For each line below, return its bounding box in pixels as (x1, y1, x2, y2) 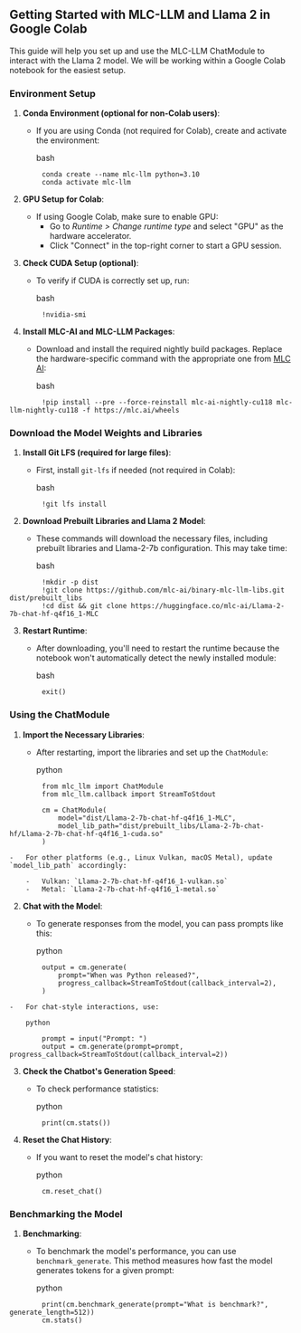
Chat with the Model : (22, 900, 103, 911)
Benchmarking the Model (9, 1207, 123, 1220)
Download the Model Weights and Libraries (9, 427, 203, 440)
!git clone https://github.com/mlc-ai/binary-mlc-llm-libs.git (42, 586, 285, 595)
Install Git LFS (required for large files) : (22, 447, 172, 458)
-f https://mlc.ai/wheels (81, 406, 180, 415)
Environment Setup (9, 87, 97, 100)
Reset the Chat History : (22, 1134, 113, 1145)
